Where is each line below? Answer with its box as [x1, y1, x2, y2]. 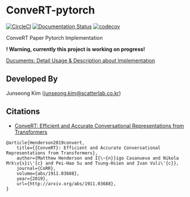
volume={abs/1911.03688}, [16, 171, 80, 176]
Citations [6, 107, 40, 117]
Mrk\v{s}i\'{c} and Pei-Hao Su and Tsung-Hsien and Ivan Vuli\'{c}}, [6, 160, 179, 166]
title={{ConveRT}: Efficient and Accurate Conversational [16, 145, 161, 151]
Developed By [6, 74, 58, 84]
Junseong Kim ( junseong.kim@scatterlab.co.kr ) [6, 89, 122, 97]
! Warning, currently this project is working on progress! [6, 45, 146, 53]
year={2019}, [16, 175, 49, 182]
